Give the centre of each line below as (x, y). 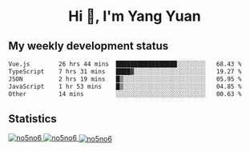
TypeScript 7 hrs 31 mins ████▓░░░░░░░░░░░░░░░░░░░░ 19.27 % (125, 71)
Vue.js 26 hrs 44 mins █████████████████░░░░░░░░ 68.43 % (125, 64)
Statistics (33, 119)
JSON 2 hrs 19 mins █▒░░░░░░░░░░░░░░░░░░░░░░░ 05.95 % (125, 79)
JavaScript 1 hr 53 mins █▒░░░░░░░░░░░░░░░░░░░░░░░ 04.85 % (125, 86)
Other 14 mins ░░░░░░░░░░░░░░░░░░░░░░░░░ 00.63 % (125, 94)
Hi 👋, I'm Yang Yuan (135, 16)
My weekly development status (89, 46)
